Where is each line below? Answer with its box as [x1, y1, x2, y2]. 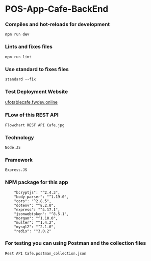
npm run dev [5, 32, 29, 37]
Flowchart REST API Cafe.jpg [5, 122, 65, 128]
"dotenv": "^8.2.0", [14, 203, 56, 208]
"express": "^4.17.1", [14, 207, 60, 212]
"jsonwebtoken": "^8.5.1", [14, 212, 69, 216]
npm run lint [5, 54, 32, 59]
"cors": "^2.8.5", [14, 198, 51, 204]
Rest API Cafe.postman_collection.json [5, 251, 87, 256]
